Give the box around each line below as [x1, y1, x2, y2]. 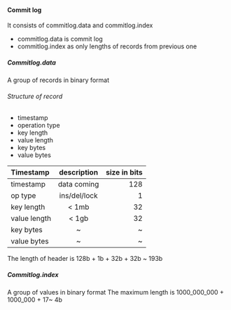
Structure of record [7, 92, 63, 100]
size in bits [106, 168, 143, 177]
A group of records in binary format [7, 76, 110, 84]
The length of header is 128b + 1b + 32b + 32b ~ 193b [7, 255, 163, 263]
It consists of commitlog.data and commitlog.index [7, 21, 153, 29]
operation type [17, 121, 61, 130]
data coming [58, 180, 99, 189]
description [59, 168, 99, 177]
